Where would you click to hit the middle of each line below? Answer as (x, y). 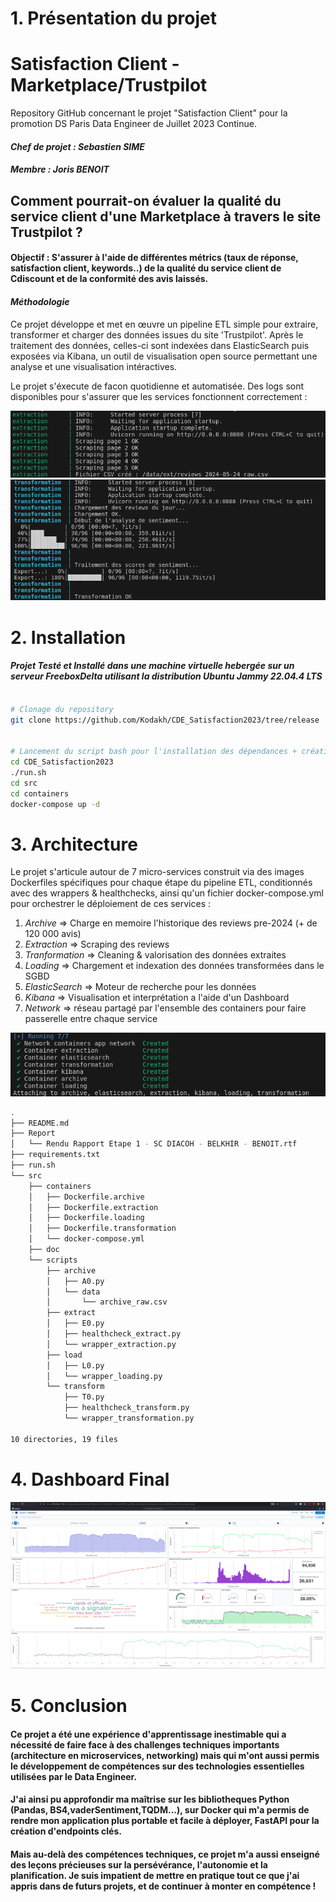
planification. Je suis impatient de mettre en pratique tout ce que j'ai (155, 1875)
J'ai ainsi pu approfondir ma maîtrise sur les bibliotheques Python (150, 1799)
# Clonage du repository (62, 709)
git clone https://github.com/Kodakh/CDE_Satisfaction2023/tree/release (165, 720)
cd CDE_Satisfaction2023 (62, 762)
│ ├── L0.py (75, 1365)
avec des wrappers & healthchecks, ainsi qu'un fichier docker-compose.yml (167, 893)
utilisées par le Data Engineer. (74, 1776)
